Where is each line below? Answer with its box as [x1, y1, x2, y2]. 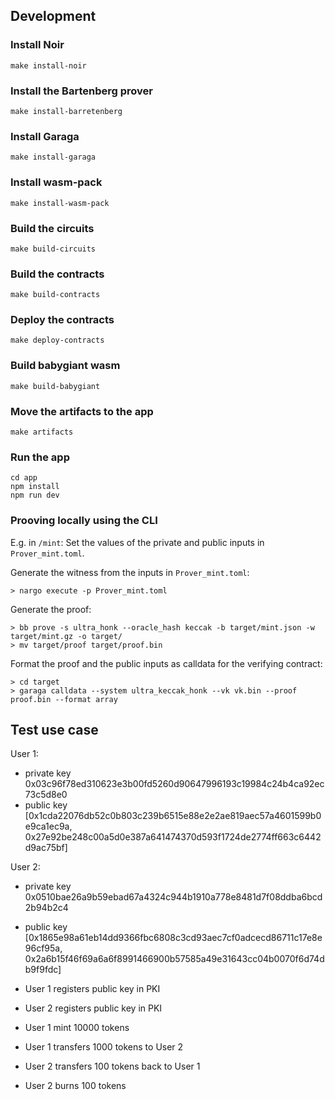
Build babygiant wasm [10, 359, 121, 373]
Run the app [10, 450, 70, 464]
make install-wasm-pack [10, 198, 110, 208]
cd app [10, 473, 38, 483]
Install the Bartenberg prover [10, 84, 153, 98]
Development [10, 8, 97, 25]
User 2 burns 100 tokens [24, 1080, 127, 1092]
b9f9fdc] [24, 964, 62, 976]
